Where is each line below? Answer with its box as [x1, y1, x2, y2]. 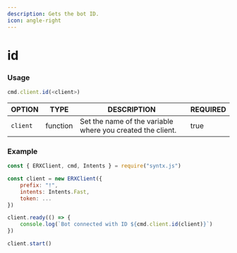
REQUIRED [190, 104, 226, 114]
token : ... [20, 195, 52, 202]
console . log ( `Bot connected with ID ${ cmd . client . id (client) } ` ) [20, 220, 213, 228]
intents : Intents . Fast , [20, 188, 90, 195]
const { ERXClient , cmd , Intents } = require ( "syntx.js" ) [7, 163, 181, 170]
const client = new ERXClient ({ [7, 175, 102, 182]
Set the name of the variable [80, 116, 174, 126]
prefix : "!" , [20, 182, 59, 189]
